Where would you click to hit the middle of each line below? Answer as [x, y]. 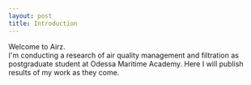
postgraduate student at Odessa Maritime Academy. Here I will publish [126, 64]
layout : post [30, 16]
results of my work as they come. [64, 72]
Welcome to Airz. [37, 46]
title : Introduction [43, 23]
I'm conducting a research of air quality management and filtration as [123, 55]
